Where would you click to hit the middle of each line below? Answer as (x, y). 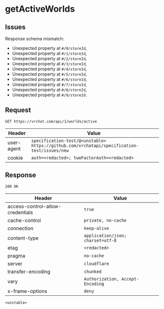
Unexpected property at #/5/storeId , (49, 74)
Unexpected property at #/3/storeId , (49, 64)
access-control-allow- (35, 206)
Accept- (130, 279)
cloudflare (96, 264)
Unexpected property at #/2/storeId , (49, 59)
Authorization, (102, 279)
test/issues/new (50, 150)
